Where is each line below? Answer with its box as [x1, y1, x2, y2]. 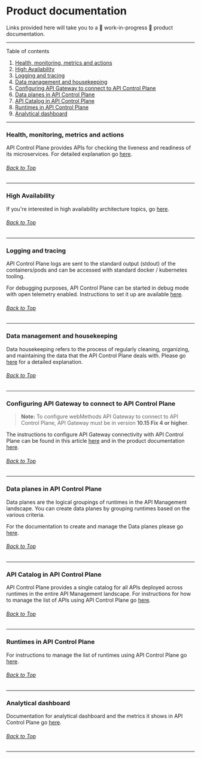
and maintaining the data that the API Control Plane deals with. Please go [6, 352, 187, 359]
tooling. [6, 273, 25, 280]
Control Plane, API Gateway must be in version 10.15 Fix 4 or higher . [20, 419, 190, 427]
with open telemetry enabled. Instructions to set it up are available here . [6, 291, 184, 298]
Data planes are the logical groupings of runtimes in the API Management [6, 498, 187, 506]
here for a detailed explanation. [6, 358, 83, 366]
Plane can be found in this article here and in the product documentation [6, 437, 185, 445]
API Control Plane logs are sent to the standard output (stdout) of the [6, 260, 176, 267]
